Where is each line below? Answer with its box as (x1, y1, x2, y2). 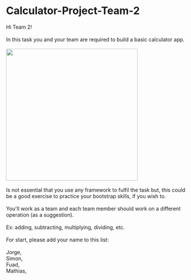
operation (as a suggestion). (6, 211, 74, 218)
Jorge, (6, 248, 22, 255)
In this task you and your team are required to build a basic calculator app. (6, 36, 185, 43)
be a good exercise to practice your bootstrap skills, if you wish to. (6, 192, 166, 200)
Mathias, (6, 267, 27, 274)
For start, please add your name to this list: (6, 236, 109, 243)
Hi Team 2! (6, 23, 32, 30)
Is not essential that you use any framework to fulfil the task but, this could (6, 186, 186, 193)
